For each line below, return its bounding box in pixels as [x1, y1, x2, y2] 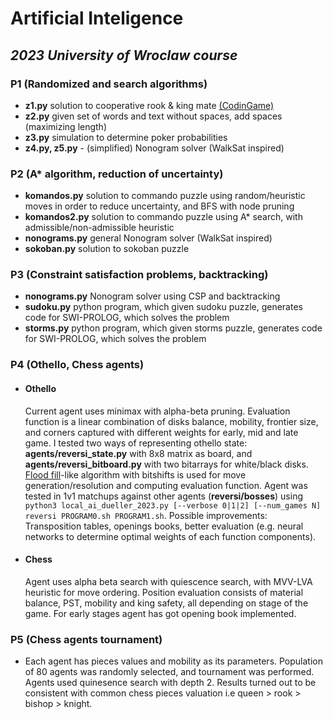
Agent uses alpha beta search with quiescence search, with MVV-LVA [24, 575, 313, 587]
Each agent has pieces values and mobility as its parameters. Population [24, 655, 324, 667]
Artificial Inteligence [10, 7, 184, 30]
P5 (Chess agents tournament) [10, 632, 163, 646]
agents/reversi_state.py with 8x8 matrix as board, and [24, 447, 253, 459]
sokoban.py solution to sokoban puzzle [24, 243, 190, 255]
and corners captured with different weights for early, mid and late [24, 426, 299, 438]
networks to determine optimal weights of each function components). [24, 530, 317, 542]
